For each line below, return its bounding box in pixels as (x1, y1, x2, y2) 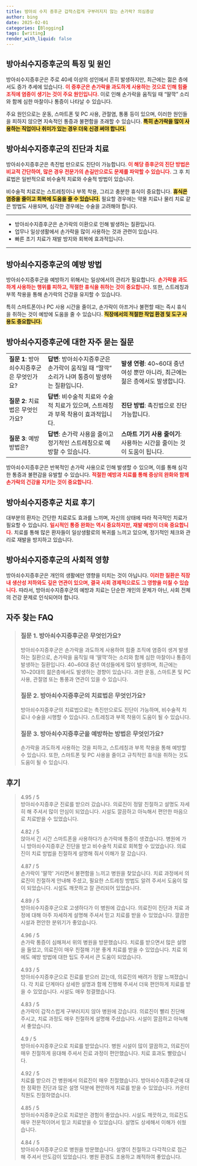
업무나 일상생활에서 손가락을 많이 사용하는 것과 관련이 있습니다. (14, 227, 159, 235)
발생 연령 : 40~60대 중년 (121, 360, 185, 368)
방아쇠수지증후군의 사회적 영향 (6, 555, 110, 565)
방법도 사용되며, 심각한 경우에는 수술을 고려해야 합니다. (12, 202, 138, 209)
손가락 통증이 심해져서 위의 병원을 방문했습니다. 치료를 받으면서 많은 (20, 939, 176, 946)
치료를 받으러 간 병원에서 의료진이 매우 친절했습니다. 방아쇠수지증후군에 (20, 1077, 184, 1084)
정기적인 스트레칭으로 (47, 439, 104, 447)
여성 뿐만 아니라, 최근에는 (121, 368, 188, 377)
